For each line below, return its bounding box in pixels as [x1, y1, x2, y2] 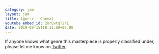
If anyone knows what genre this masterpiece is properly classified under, [5, 38, 155, 44]
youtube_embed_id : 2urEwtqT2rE [5, 20, 69, 26]
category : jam [5, 7, 34, 12]
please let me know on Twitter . [5, 44, 67, 50]
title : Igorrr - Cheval [5, 16, 54, 21]
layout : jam [5, 12, 29, 17]
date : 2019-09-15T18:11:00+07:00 [5, 25, 74, 30]
